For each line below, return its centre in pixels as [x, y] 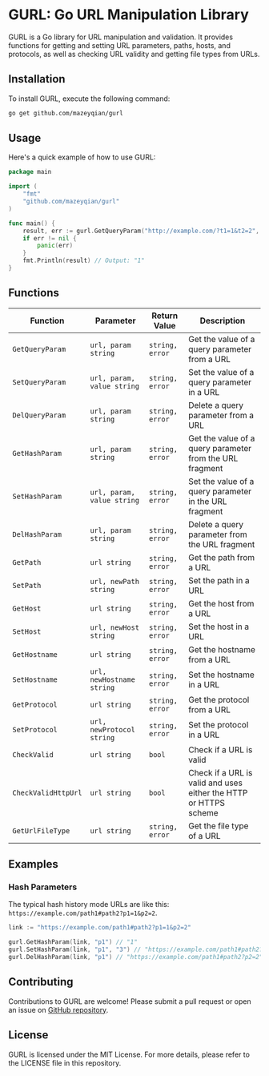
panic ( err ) [55, 246]
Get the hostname [222, 649]
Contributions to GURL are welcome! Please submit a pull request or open [130, 1001]
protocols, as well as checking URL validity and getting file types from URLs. [134, 54]
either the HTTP [218, 792]
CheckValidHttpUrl [47, 792]
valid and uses [215, 783]
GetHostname [35, 654]
